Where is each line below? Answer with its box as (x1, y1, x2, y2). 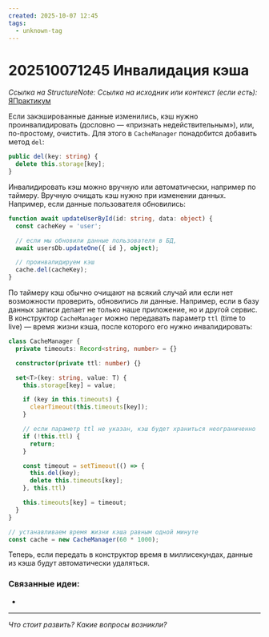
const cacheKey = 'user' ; (15, 222, 102, 230)
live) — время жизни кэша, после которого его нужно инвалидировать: (8, 322, 253, 332)
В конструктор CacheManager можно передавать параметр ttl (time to (8, 313, 246, 323)
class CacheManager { (8, 337, 81, 345)
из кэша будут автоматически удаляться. (8, 558, 151, 568)
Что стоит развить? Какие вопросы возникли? (8, 619, 167, 629)
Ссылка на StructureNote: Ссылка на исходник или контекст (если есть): (8, 87, 258, 97)
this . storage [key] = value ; (22, 381, 116, 389)
